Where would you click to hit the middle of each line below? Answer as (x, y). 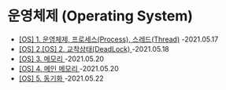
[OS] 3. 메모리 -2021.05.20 (61, 59)
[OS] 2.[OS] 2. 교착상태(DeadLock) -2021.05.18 (94, 49)
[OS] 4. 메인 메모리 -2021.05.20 (69, 68)
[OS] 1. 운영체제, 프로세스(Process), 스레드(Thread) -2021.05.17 (119, 39)
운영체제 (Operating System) (100, 16)
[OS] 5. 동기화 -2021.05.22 (61, 78)
